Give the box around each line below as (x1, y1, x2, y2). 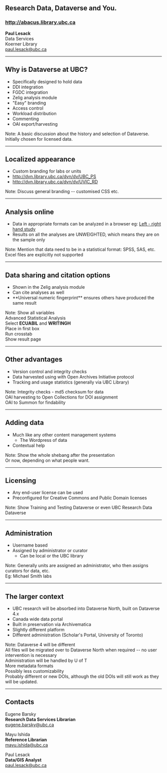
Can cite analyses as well (12, 289, 65, 295)
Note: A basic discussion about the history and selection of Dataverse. (5, 131, 150, 137)
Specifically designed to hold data (12, 78, 83, 84)
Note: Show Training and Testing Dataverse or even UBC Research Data (5, 505, 153, 511)
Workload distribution (12, 110, 57, 116)
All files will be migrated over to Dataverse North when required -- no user (5, 647, 158, 653)
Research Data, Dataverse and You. (5, 4, 117, 12)
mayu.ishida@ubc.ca (5, 742, 48, 748)
